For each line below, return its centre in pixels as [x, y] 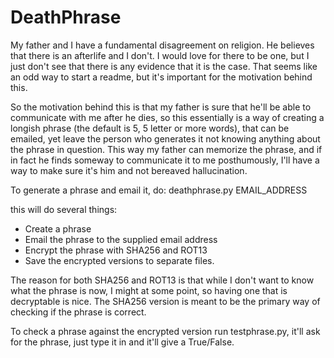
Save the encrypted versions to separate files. [119, 260]
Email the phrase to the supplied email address [121, 239]
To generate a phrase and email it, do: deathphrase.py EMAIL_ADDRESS [159, 190]
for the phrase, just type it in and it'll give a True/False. [122, 342]
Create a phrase [58, 228]
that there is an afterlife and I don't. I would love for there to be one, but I [160, 55]
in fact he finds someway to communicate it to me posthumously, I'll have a [165, 160]
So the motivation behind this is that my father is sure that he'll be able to [161, 107]
